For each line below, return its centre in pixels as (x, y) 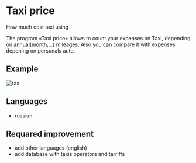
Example (22, 69)
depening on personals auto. (41, 50)
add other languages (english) (51, 148)
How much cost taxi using (37, 27)
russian (23, 116)
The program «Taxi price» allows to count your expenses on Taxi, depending (98, 38)
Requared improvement (50, 133)
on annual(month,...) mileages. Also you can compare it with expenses (91, 44)
